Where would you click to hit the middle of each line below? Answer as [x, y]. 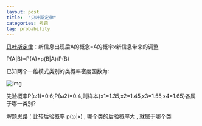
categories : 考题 [27, 23]
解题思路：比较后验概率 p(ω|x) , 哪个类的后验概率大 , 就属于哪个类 [89, 116]
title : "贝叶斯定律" [31, 18]
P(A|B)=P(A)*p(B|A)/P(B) [38, 59]
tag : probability [28, 29]
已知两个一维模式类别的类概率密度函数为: [58, 71]
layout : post [23, 12]
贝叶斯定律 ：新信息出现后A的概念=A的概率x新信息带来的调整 [83, 47]
